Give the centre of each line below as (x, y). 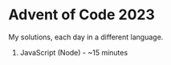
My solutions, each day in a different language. (86, 37)
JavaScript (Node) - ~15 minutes (74, 52)
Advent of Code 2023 (81, 15)
